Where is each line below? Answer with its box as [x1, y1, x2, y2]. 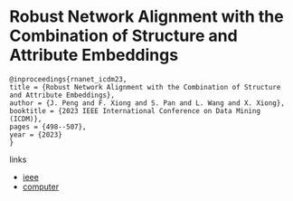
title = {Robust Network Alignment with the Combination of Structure [9, 82, 281, 91]
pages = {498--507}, [9, 122, 88, 131]
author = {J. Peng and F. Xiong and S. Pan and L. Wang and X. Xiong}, [9, 98, 285, 108]
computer [22, 181, 60, 192]
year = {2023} [9, 129, 63, 139]
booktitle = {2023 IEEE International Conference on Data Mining [9, 106, 260, 115]
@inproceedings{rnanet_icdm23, [9, 74, 128, 83]
